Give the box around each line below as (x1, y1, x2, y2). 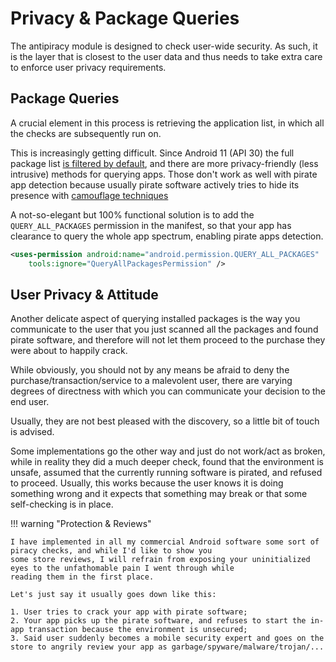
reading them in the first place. (10, 572, 155, 582)
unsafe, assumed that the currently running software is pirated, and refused (10, 467, 323, 479)
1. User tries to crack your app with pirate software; (10, 607, 248, 617)
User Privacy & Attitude (10, 286, 159, 303)
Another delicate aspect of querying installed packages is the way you (10, 313, 301, 325)
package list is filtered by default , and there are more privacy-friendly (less (10, 157, 319, 169)
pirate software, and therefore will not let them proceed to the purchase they (10, 334, 326, 346)
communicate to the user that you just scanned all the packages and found (10, 323, 319, 336)
